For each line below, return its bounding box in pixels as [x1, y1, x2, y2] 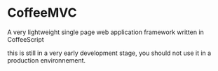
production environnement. [7, 56, 86, 64]
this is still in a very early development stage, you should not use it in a [7, 49, 212, 57]
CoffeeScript [7, 35, 44, 43]
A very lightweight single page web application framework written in [7, 28, 205, 36]
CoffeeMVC [7, 5, 77, 21]
